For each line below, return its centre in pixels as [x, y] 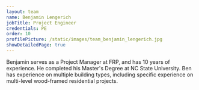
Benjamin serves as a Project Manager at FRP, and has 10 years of [88, 62]
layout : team [23, 12]
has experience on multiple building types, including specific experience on [100, 75]
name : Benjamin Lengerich [38, 17]
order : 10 [19, 34]
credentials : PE [26, 28]
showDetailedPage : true [36, 45]
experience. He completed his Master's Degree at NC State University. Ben [99, 68]
